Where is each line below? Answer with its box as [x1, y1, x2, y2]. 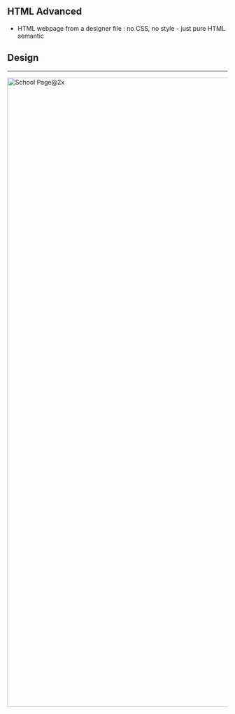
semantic [17, 31, 44, 40]
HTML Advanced [7, 6, 83, 17]
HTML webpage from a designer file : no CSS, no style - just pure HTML [17, 24, 226, 32]
